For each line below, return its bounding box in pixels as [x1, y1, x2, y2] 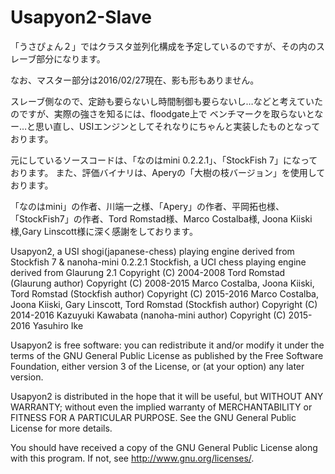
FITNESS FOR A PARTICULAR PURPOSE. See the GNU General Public [10, 411, 297, 423]
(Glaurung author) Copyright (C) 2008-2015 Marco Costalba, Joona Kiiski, [10, 277, 315, 289]
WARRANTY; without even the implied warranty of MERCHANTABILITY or [10, 401, 313, 413]
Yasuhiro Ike [32, 319, 84, 331]
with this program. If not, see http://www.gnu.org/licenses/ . [10, 452, 255, 464]
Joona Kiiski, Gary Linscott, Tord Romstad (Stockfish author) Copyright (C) [10, 298, 318, 310]
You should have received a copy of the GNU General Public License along [10, 441, 318, 453]
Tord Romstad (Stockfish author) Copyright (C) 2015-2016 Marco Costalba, [10, 287, 320, 300]
